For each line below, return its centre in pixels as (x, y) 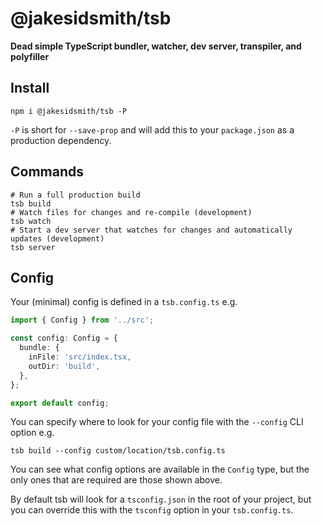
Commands (47, 172)
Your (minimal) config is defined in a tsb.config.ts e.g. (124, 302)
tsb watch (31, 221)
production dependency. (61, 140)
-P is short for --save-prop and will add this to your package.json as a (152, 129)
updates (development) (57, 238)
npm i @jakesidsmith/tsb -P (69, 111)
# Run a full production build (75, 195)
